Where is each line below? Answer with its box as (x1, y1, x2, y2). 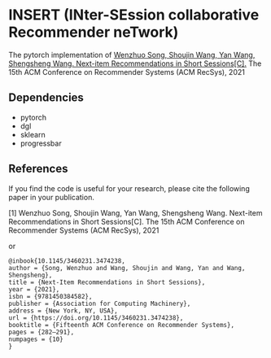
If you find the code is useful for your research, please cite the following (8, 183, 250, 193)
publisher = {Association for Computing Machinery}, (8, 299, 191, 308)
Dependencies (8, 91, 84, 105)
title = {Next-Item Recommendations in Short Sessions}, (8, 278, 206, 286)
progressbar (20, 138, 63, 148)
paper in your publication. (8, 192, 95, 202)
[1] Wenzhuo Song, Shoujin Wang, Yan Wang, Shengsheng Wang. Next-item (8, 207, 263, 217)
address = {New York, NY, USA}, (8, 307, 118, 315)
